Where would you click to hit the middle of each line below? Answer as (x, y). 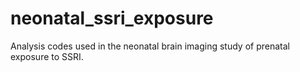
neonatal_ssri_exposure (112, 18)
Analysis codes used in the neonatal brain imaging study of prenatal (150, 46)
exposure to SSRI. (47, 56)
